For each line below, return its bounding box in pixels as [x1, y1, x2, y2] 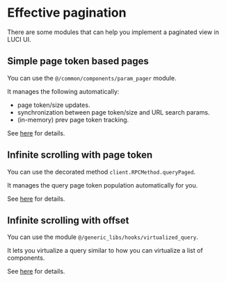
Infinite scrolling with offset [7, 214, 129, 226]
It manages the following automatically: [7, 87, 120, 95]
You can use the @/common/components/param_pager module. [7, 74, 177, 82]
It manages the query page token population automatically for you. [7, 181, 198, 189]
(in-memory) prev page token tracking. [17, 115, 129, 124]
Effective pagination [7, 5, 127, 21]
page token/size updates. [17, 101, 90, 109]
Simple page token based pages [7, 56, 150, 67]
